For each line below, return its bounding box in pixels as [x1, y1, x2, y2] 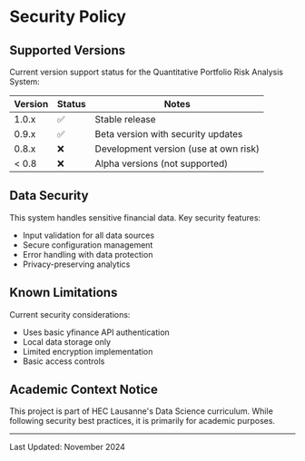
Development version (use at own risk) [94, 142, 261, 155]
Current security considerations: [9, 309, 131, 319]
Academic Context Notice [9, 382, 159, 397]
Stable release [94, 113, 156, 125]
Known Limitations [9, 285, 118, 300]
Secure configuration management [22, 239, 153, 250]
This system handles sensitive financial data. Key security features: [9, 211, 261, 223]
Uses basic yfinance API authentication [22, 327, 170, 338]
